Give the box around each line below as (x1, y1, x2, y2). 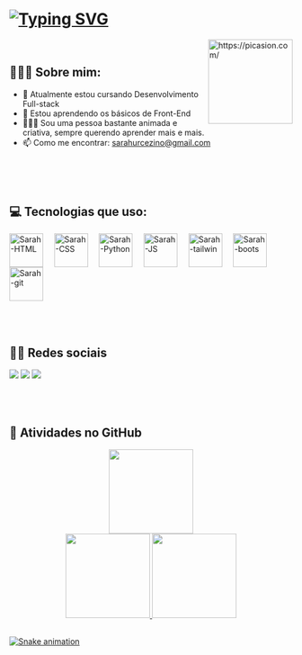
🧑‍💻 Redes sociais (9, 345, 108, 360)
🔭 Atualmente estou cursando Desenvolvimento (22, 88, 200, 99)
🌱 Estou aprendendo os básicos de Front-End (22, 108, 191, 119)
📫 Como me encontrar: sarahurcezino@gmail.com (22, 137, 211, 148)
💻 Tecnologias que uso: (9, 204, 147, 220)
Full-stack (22, 98, 60, 109)
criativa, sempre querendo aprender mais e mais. (22, 127, 205, 138)
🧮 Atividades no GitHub (9, 425, 142, 440)
